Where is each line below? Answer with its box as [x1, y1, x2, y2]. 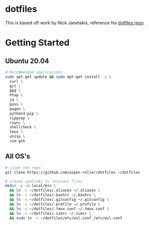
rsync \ [9, 120, 26, 125]
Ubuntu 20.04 [5, 57, 49, 65]
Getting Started [5, 37, 70, 48]
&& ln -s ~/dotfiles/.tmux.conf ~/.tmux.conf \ [9, 206, 110, 211]
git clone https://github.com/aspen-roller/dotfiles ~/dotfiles [5, 170, 140, 175]
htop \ [9, 93, 23, 98]
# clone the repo [5, 165, 41, 170]
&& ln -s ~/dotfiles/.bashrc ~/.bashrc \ [9, 192, 96, 198]
